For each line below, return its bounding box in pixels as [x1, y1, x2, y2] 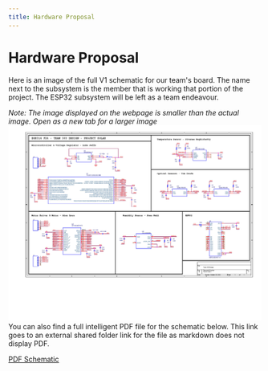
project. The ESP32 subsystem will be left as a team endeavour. [8, 92, 219, 102]
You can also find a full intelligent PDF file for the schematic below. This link [8, 321, 258, 331]
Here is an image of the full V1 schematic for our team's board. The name [8, 75, 250, 84]
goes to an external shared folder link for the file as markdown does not [8, 330, 245, 340]
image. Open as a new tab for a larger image [8, 116, 158, 126]
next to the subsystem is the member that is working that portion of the [8, 84, 244, 93]
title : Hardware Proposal [8, 13, 95, 21]
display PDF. [8, 338, 50, 349]
